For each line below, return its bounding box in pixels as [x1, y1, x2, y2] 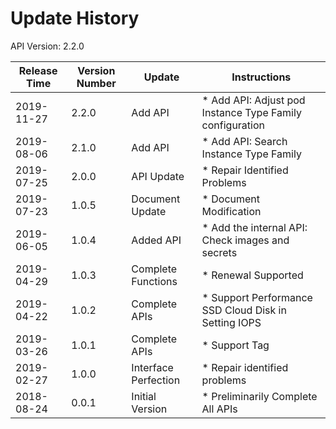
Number [76, 76, 117, 90]
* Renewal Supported [201, 268, 304, 282]
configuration [201, 118, 265, 132]
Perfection [131, 373, 181, 387]
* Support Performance [201, 290, 313, 304]
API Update [131, 169, 185, 183]
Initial [131, 389, 157, 403]
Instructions [231, 70, 292, 84]
